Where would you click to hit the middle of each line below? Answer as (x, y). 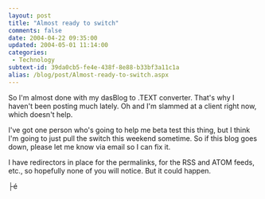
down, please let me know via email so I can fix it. (90, 146)
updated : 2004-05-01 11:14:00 (58, 45)
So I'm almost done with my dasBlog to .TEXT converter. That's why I (121, 97)
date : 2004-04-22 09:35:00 (53, 38)
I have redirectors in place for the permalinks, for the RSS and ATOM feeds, (131, 162)
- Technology (33, 60)
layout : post (30, 16)
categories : (28, 53)
